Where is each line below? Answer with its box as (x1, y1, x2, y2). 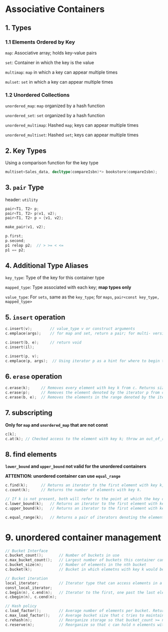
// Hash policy (5, 603, 37, 609)
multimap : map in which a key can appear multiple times (5, 69, 118, 75)
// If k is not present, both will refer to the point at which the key (5, 497, 160, 502)
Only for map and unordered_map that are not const (5, 422, 108, 428)
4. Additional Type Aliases (5, 261, 88, 270)
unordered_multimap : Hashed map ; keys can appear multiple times (5, 122, 139, 128)
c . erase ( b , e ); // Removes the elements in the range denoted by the (5, 395, 155, 400)
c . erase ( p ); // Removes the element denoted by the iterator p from (5, 390, 160, 395)
